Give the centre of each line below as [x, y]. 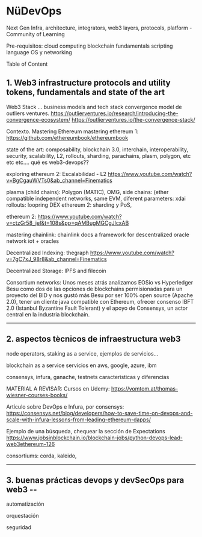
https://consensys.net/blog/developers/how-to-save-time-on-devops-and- [99, 413]
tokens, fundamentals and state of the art [86, 93]
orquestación [23, 516]
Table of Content [27, 64]
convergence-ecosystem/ [38, 119]
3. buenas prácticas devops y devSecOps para [95, 480]
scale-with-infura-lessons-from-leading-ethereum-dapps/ [79, 419]
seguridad [19, 527]
